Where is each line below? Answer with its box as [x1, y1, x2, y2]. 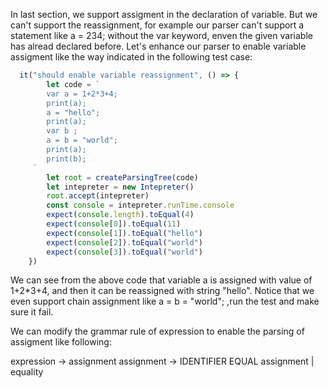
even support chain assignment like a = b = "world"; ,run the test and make [10, 295, 320, 308]
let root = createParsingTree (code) [46, 172, 199, 183]
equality [10, 366, 44, 378]
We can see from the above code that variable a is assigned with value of [10, 274, 313, 286]
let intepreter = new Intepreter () [46, 182, 195, 192]
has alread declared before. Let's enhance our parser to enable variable [10, 40, 307, 52]
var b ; [46, 126, 78, 136]
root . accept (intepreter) [46, 191, 150, 201]
